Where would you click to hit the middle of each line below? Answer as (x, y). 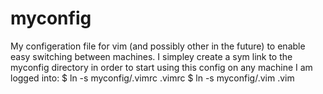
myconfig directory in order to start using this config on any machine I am (161, 67)
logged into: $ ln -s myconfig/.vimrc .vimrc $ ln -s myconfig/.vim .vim (152, 78)
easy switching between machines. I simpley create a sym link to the (151, 56)
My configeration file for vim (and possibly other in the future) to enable (158, 46)
